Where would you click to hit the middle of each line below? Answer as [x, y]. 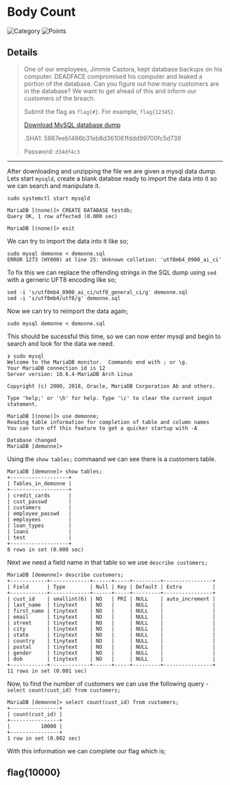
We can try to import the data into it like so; [68, 241]
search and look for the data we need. [61, 343]
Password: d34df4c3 [52, 151]
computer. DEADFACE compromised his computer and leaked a [113, 76]
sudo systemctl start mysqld [49, 198]
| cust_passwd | [39, 502]
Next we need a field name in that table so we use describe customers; [107, 562]
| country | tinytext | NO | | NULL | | [111, 641]
